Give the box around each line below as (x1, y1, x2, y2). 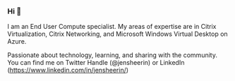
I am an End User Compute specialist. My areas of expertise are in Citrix (7, 23, 217, 31)
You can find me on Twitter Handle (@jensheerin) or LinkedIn (7, 58, 185, 67)
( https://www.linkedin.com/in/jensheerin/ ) (7, 66, 129, 75)
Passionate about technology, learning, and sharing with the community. (7, 51, 217, 59)
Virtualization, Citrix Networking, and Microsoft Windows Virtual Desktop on (7, 30, 228, 38)
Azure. (7, 37, 27, 46)
